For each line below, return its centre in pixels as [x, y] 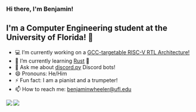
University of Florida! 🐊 [50, 38]
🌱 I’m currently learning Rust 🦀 [52, 61]
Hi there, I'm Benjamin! [40, 9]
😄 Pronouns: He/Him [41, 73]
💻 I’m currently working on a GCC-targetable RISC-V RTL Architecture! [102, 52]
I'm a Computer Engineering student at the [87, 28]
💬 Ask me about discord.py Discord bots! [65, 67]
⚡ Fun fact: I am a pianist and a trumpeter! [66, 80]
